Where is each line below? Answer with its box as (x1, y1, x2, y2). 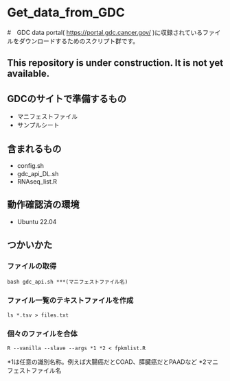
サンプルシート (16, 121, 60, 130)
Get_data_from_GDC (7, 5, 125, 21)
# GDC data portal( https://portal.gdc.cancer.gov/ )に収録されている (7, 28, 203, 36)
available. (7, 68, 50, 79)
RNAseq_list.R (16, 177, 57, 186)
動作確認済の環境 (7, 199, 80, 210)
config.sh (16, 161, 45, 169)
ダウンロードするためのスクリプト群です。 (19, 36, 139, 45)
